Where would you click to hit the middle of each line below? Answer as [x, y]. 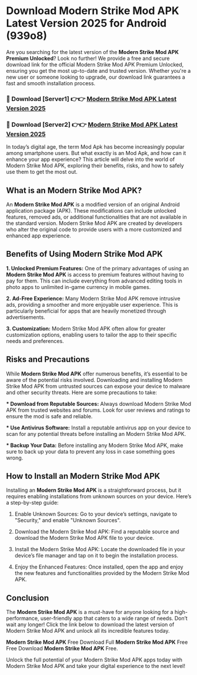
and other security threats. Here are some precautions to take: [82, 392]
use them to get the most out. [42, 172]
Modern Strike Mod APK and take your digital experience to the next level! [96, 666]
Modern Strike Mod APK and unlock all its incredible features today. [88, 631]
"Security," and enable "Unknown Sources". [68, 520]
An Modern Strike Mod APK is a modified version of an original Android [93, 204]
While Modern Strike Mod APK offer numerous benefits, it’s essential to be [97, 374]
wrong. [15, 458]
